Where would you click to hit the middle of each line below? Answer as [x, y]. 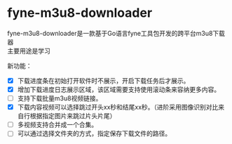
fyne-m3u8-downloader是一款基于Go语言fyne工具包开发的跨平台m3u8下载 [116, 33]
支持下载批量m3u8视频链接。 [60, 98]
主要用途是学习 [29, 51]
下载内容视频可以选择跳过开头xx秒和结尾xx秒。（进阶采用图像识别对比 [118, 107]
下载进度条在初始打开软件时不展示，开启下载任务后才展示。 [103, 80]
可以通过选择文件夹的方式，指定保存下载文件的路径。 [94, 133]
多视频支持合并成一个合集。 [57, 125]
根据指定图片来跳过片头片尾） [73, 116]
